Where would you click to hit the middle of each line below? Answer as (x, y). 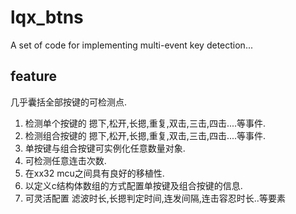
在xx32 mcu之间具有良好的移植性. (94, 173)
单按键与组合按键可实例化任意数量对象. (105, 148)
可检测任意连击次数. (65, 160)
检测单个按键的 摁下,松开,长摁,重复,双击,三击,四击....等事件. (145, 123)
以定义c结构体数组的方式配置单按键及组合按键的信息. (133, 185)
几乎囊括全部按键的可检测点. (69, 102)
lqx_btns (47, 17)
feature (34, 76)
